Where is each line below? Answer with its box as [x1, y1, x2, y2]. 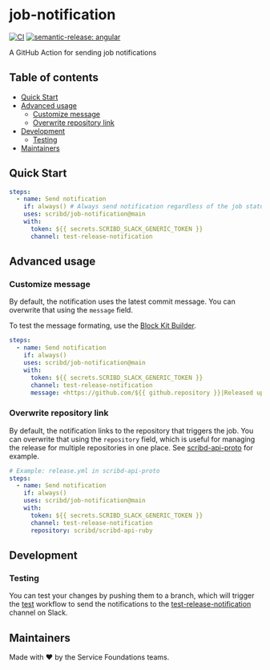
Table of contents [9, 71, 99, 85]
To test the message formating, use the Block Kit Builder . [9, 321, 197, 330]
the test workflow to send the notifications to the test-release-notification [9, 599, 252, 609]
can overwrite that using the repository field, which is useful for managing [9, 434, 256, 444]
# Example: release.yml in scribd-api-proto [9, 466, 160, 474]
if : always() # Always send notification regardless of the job [23, 203, 243, 211]
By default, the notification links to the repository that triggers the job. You [9, 426, 254, 435]
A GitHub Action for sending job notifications [9, 47, 157, 57]
